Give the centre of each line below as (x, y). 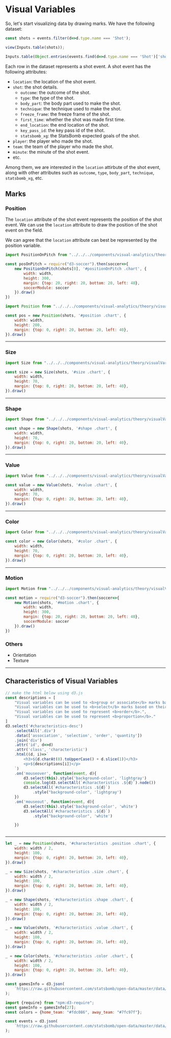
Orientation (24, 655)
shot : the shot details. (35, 87)
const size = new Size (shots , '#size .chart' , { (58, 372)
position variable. (23, 246)
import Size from (24, 363)
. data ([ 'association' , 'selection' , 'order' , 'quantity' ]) (78, 736)
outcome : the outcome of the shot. (55, 92)
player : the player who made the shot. (53, 141)
